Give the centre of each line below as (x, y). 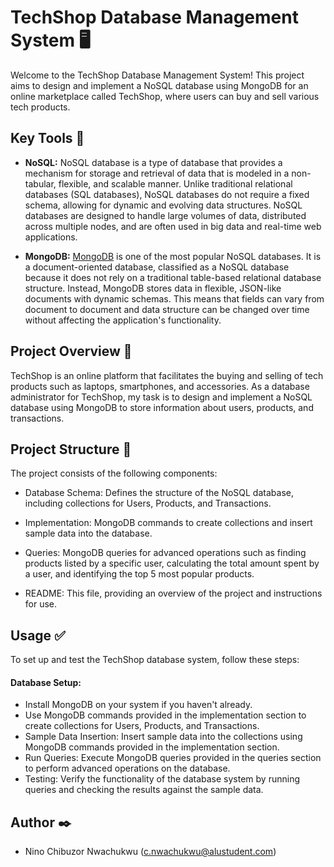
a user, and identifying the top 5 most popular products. (139, 574)
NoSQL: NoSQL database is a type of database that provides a (153, 162)
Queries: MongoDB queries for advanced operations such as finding (165, 553)
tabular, (40, 183)
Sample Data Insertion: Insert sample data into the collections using (163, 737)
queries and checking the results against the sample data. (144, 790)
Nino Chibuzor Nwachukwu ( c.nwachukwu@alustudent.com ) (150, 852)
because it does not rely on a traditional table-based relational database (173, 277)
